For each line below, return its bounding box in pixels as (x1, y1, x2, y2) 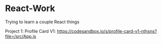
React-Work (5, 3, 55, 14)
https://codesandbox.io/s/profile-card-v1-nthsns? (57, 28, 157, 34)
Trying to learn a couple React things (5, 19, 80, 25)
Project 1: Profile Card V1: (5, 28, 56, 34)
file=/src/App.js (5, 33, 37, 39)
